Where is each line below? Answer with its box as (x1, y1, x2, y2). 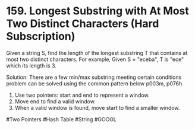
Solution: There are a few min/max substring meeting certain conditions (6, 73, 182, 81)
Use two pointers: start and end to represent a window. (14, 91, 150, 99)
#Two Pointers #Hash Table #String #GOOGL (6, 115, 117, 123)
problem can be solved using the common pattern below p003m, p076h (6, 79, 183, 87)
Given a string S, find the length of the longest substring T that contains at (6, 49, 188, 56)
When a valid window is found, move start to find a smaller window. (14, 104, 180, 111)
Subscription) (6, 30, 76, 43)
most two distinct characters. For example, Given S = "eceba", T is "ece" (6, 56, 184, 63)
